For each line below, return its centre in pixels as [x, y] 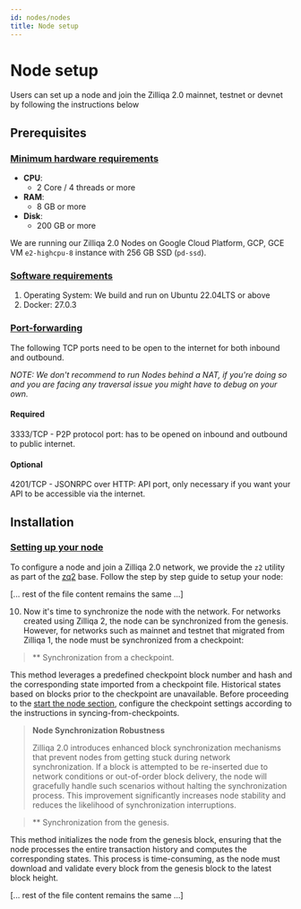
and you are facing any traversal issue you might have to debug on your [144, 384]
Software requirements [62, 276]
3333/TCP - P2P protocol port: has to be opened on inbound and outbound [149, 434]
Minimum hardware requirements [85, 158]
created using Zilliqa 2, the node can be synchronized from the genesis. [156, 621]
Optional [26, 464]
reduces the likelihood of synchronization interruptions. [134, 805]
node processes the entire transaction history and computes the [129, 849]
